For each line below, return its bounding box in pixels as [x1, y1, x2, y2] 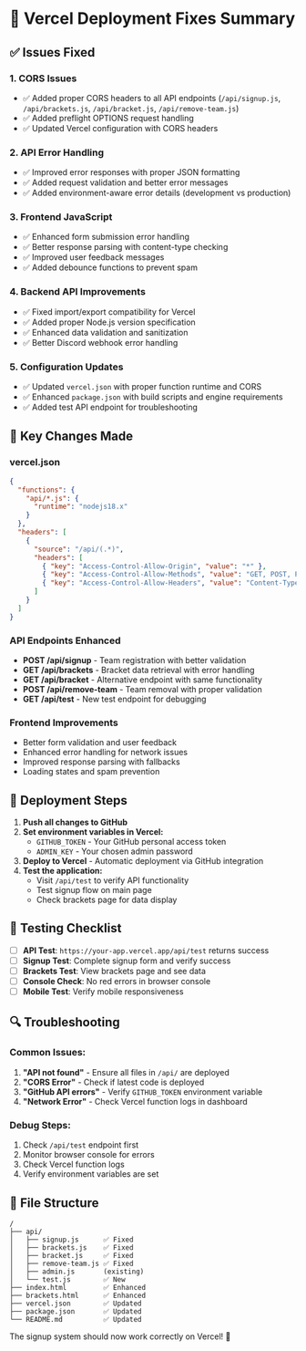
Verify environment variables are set [22, 1169, 159, 1180]
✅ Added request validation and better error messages [22, 177, 229, 188]
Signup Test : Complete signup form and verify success [22, 955, 231, 966]
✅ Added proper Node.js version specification [22, 317, 196, 327]
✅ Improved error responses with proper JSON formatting [22, 167, 240, 178]
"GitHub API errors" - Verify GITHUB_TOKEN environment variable [22, 1086, 263, 1097]
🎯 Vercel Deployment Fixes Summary [9, 8, 296, 29]
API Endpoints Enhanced [9, 634, 121, 647]
